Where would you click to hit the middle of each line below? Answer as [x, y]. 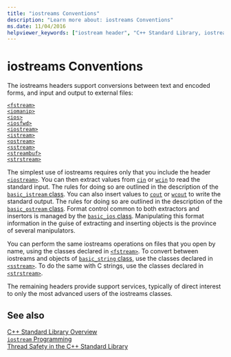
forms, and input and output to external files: [70, 93]
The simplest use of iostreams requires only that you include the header [109, 172]
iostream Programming [40, 339]
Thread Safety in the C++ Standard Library [68, 346]
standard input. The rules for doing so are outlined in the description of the [113, 187]
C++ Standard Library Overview [52, 332]
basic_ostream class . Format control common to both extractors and [103, 209]
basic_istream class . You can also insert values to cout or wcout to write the [114, 194]
